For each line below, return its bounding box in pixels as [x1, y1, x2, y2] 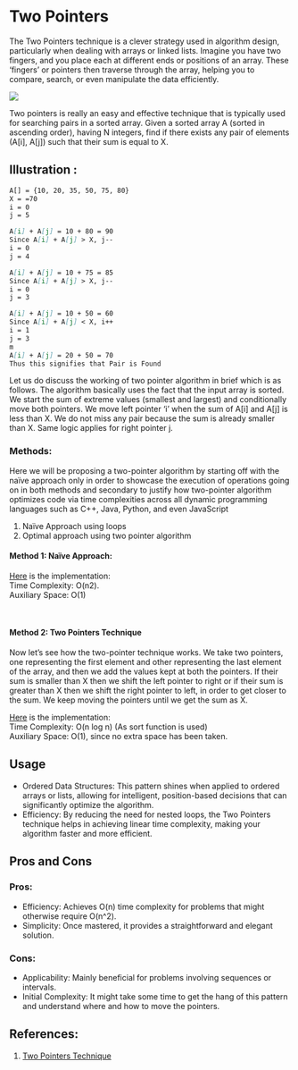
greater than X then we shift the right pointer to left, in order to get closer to [9, 686, 287, 696]
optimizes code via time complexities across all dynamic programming [9, 493, 268, 504]
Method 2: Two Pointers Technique [9, 628, 143, 638]
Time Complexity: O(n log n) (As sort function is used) [9, 721, 208, 732]
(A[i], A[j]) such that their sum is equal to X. [9, 136, 169, 147]
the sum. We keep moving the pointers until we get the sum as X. [9, 695, 248, 705]
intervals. [21, 982, 57, 992]
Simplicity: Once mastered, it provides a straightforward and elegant [21, 920, 274, 931]
